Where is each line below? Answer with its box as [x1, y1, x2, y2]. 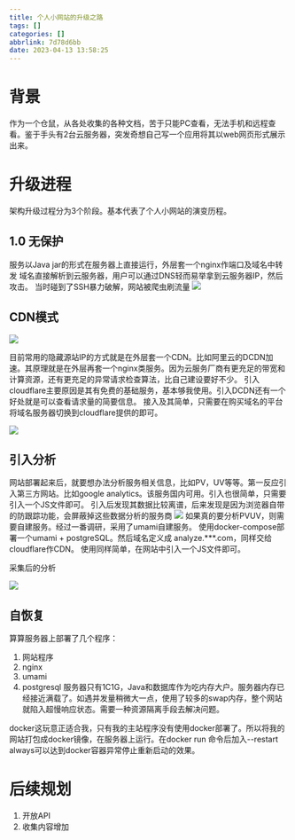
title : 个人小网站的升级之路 [9, 12, 104, 22]
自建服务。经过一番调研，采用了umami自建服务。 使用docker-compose [16, 522, 277, 532]
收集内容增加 [21, 821, 69, 832]
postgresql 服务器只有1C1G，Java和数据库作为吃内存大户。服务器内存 [21, 682, 277, 693]
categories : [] [9, 29, 66, 38]
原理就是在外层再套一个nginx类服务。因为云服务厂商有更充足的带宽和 [32, 363, 286, 373]
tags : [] [9, 21, 42, 30]
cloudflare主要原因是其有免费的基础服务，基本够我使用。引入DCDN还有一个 [9, 385, 286, 396]
